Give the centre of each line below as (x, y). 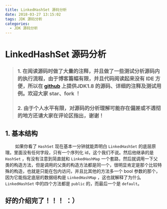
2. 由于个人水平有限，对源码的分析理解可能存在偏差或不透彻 (89, 108)
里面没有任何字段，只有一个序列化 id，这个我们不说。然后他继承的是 (84, 152)
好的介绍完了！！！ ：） (42, 201)
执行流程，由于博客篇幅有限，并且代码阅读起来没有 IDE (88, 79)
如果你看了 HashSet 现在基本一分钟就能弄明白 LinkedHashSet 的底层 (83, 146)
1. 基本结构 (22, 133)
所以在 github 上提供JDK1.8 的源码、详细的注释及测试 (92, 86)
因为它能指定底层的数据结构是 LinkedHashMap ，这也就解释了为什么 (73, 177)
